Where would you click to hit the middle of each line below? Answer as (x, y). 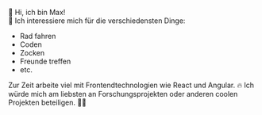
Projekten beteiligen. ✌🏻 (48, 102)
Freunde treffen (45, 61)
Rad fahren (38, 36)
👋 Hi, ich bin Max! (37, 12)
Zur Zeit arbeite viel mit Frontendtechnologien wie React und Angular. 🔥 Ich (131, 85)
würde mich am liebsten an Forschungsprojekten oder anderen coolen (123, 94)
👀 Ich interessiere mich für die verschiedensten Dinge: (97, 21)
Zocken (32, 53)
